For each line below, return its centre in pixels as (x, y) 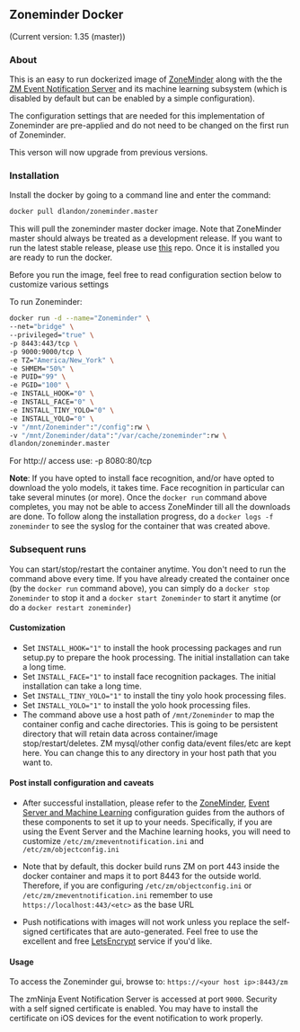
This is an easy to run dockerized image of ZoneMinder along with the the (146, 79)
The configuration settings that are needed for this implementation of (137, 116)
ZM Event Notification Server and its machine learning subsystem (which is (148, 89)
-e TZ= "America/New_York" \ (62, 360)
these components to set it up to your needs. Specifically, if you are (147, 822)
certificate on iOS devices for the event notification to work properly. (136, 1019)
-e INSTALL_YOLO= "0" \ (52, 418)
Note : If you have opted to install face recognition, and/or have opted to (142, 478)
